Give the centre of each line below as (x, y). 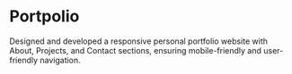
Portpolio (44, 16)
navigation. (60, 60)
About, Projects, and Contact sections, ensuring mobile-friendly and (136, 50)
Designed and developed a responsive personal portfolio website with (138, 41)
